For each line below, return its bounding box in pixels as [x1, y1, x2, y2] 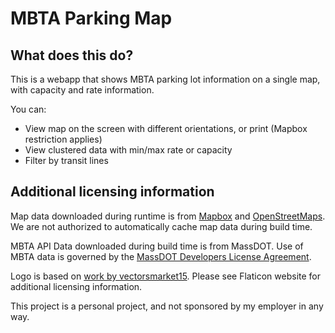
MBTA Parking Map [10, 7, 173, 30]
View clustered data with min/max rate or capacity [24, 144, 233, 156]
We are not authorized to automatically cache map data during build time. [10, 220, 313, 232]
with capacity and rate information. [10, 84, 155, 96]
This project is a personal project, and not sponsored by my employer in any [10, 300, 324, 312]
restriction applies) [24, 133, 103, 145]
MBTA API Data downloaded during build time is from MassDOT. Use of [10, 240, 304, 252]
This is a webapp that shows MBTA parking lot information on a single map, [10, 73, 321, 85]
